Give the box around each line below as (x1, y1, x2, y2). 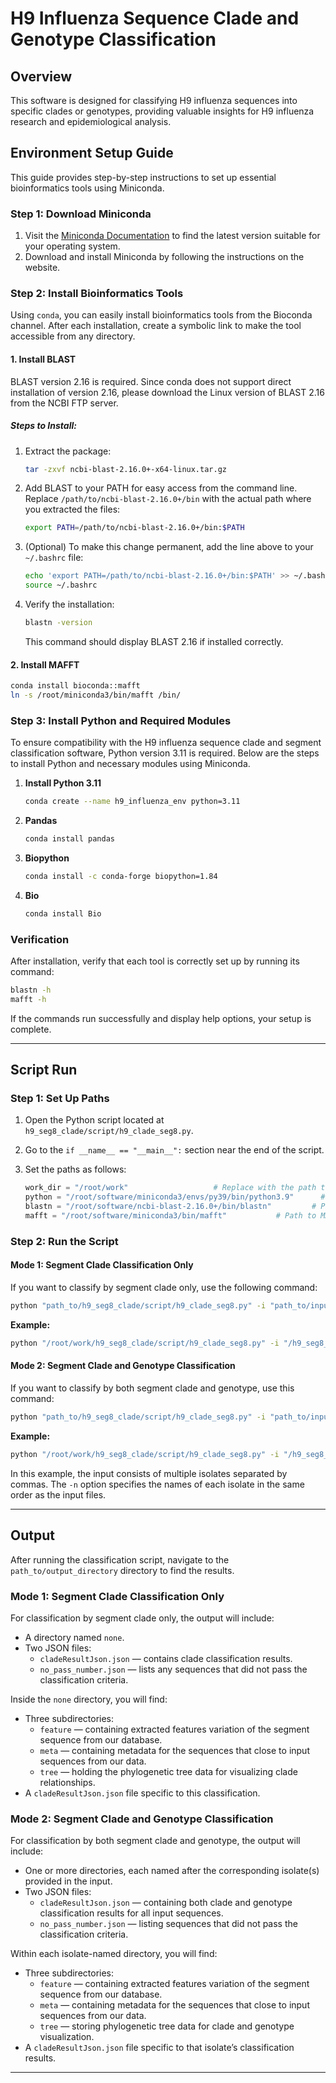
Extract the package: (24, 445, 112, 457)
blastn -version (24, 618, 93, 628)
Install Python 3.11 (24, 777, 102, 789)
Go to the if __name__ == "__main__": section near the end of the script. (24, 1144, 325, 1156)
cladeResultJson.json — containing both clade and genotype (39, 1897, 293, 1909)
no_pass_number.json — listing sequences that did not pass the (39, 1918, 298, 1930)
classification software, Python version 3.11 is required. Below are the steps (10, 747, 320, 759)
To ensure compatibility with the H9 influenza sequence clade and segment (10, 737, 322, 749)
